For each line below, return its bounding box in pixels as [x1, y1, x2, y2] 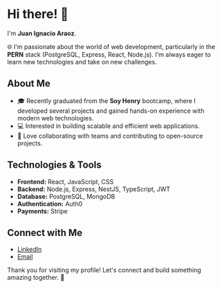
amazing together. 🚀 [7, 273, 65, 282]
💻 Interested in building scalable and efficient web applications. [17, 121, 201, 130]
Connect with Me [7, 226, 83, 238]
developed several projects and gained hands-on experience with [17, 107, 205, 115]
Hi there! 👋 [7, 6, 69, 22]
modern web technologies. [17, 114, 94, 122]
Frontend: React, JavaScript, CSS [17, 177, 114, 186]
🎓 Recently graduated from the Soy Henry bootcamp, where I [17, 96, 196, 105]
